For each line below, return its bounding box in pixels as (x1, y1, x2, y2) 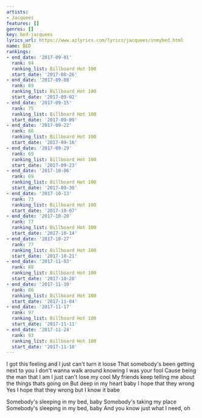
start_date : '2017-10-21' (12, 253, 78, 259)
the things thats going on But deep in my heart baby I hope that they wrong (6, 380, 195, 387)
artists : (6, 9, 29, 15)
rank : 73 (12, 196, 34, 202)
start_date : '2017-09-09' (12, 117, 78, 123)
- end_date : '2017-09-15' (6, 99, 72, 106)
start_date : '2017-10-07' (12, 207, 78, 214)
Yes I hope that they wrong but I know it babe (6, 386, 120, 394)
